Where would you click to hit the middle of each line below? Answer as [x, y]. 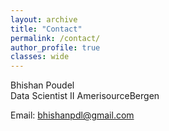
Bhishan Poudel [42, 85]
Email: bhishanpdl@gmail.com [72, 115]
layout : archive [44, 19]
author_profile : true [55, 47]
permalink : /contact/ [55, 38]
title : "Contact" [46, 29]
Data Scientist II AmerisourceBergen [85, 96]
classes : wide [40, 57]
